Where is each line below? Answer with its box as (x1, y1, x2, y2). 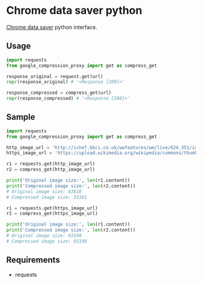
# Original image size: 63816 (6, 188, 82, 194)
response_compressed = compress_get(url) (6, 90, 112, 96)
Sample (6, 112, 35, 122)
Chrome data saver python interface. (6, 23, 97, 31)
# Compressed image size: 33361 (6, 194, 87, 200)
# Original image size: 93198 (6, 233, 82, 239)
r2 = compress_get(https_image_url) (6, 211, 98, 217)
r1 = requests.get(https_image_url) (6, 205, 98, 211)
